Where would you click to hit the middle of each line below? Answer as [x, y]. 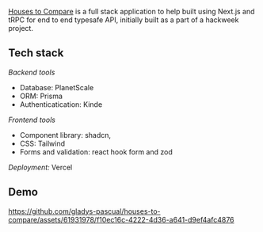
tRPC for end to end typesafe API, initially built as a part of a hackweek [124, 20]
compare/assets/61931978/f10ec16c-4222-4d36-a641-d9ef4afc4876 [122, 219]
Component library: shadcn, [65, 135]
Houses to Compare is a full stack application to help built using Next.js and [131, 11]
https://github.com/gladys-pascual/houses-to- [84, 211]
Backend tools [32, 72]
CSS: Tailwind [42, 143]
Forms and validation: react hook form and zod [96, 152]
